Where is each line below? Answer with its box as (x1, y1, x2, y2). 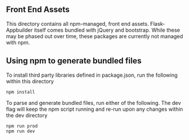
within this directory (6, 77, 54, 84)
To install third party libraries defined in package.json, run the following (6, 71, 178, 78)
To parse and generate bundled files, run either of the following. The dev (6, 99, 181, 106)
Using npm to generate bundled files (6, 56, 142, 66)
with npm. (6, 39, 30, 46)
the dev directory (6, 111, 48, 119)
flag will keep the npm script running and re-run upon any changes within (6, 105, 183, 112)
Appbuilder (6, 26, 33, 33)
